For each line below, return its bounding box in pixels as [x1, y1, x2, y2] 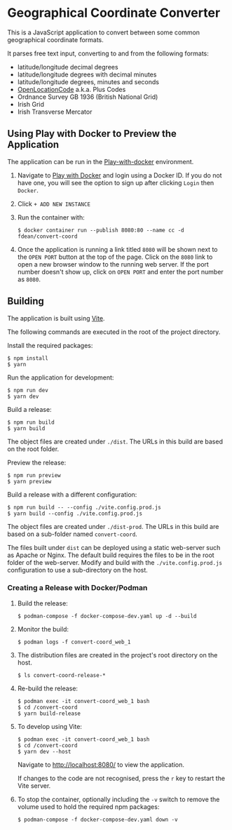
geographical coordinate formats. [7, 35, 104, 43]
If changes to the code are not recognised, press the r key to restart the [17, 774, 226, 782]
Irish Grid [17, 100, 44, 108]
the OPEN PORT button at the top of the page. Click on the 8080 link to [17, 253, 213, 261]
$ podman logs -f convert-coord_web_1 [17, 638, 131, 645]
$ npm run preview [7, 471, 61, 478]
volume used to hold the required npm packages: [17, 802, 160, 811]
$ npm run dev [7, 387, 49, 394]
